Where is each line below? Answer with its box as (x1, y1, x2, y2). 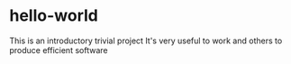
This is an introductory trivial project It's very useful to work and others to (9, 35, 283, 46)
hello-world (9, 5, 99, 26)
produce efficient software (9, 44, 108, 55)
